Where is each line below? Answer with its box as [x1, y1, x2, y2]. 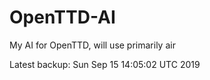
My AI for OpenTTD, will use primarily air [9, 39, 176, 51]
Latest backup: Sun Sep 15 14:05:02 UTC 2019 [9, 58, 201, 70]
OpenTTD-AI [9, 6, 116, 29]
